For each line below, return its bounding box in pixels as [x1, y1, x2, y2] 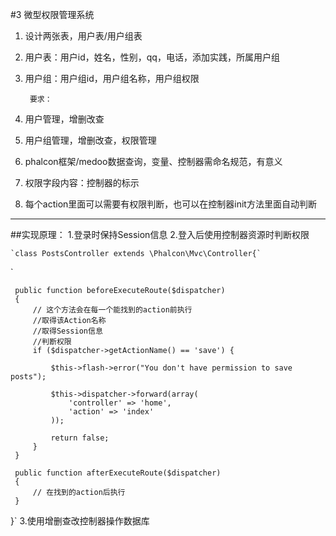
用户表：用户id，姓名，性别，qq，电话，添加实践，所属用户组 [24, 51, 280, 63]
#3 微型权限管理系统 [10, 9, 95, 20]
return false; [50, 433, 110, 443]
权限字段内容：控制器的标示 [24, 177, 140, 188]
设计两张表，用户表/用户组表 [24, 30, 143, 42]
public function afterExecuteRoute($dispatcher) [14, 468, 222, 478]
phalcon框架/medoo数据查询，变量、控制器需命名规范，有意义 [24, 156, 283, 167]
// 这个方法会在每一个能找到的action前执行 [32, 305, 193, 315]
